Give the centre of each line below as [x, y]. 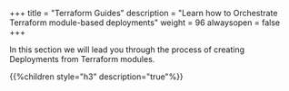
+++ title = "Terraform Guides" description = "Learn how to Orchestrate [144, 13]
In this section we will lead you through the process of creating [127, 50]
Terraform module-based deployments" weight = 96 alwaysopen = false [144, 23]
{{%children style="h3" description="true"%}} [96, 77]
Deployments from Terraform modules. [82, 59]
